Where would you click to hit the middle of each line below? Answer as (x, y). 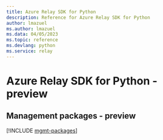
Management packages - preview (71, 116)
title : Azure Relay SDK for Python (51, 12)
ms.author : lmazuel (31, 29)
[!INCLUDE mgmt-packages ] (42, 130)
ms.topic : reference (32, 40)
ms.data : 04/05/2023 (32, 34)
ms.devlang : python (31, 46)
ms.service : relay (29, 51)
